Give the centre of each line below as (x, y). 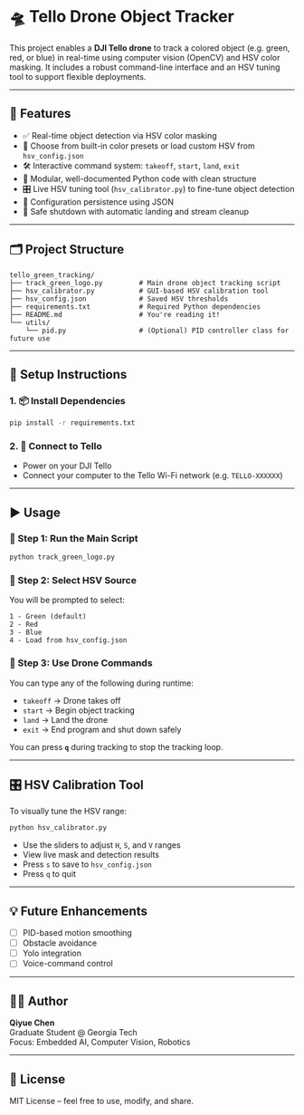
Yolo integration (52, 953)
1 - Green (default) (48, 617)
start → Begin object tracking (79, 710)
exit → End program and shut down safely (102, 729)
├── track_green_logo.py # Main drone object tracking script (145, 283)
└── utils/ (30, 322)
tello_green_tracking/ (52, 275)
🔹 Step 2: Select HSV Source (73, 580)
